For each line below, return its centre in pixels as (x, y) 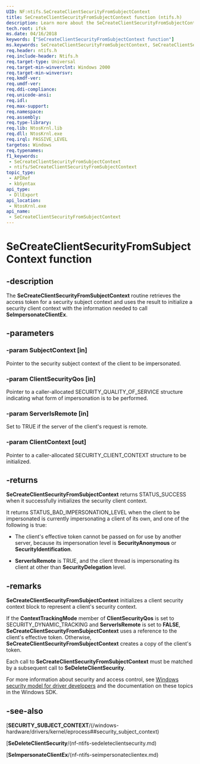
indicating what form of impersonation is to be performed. (77, 398)
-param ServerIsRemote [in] (48, 414)
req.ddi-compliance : (32, 90)
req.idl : (17, 100)
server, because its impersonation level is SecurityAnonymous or (96, 543)
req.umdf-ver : (24, 84)
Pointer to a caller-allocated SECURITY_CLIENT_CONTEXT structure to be (96, 455)
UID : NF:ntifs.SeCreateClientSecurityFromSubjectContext (78, 12)
